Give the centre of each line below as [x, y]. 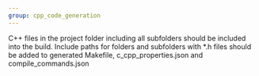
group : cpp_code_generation [55, 15]
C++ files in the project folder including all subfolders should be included [127, 38]
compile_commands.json [49, 63]
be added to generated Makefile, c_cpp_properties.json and [106, 55]
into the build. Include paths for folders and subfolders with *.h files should [130, 46]
